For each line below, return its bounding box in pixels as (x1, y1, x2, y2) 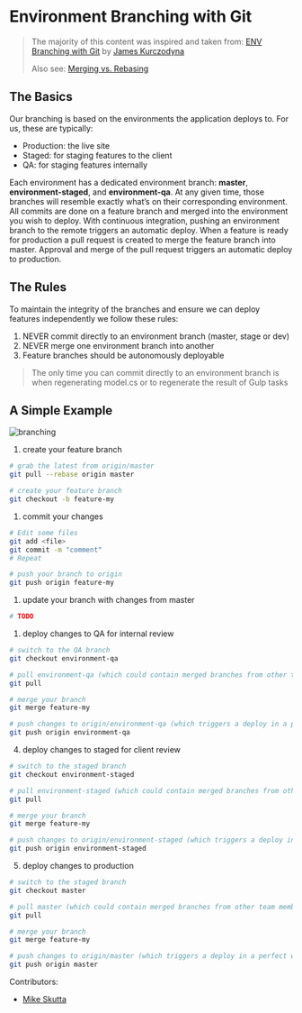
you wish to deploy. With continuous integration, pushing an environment (9, 214, 280, 226)
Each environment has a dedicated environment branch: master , (9, 177, 249, 187)
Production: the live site (22, 140, 111, 151)
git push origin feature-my (9, 579, 115, 588)
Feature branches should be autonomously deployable (22, 350, 225, 360)
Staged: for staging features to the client (22, 150, 173, 160)
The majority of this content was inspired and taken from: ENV (31, 36, 262, 47)
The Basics (9, 89, 74, 105)
